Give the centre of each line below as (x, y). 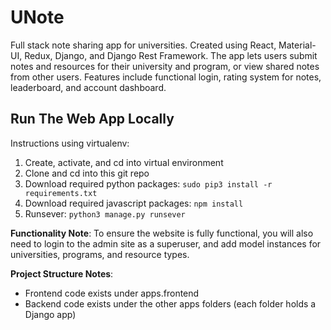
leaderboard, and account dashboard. (88, 87)
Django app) (50, 314)
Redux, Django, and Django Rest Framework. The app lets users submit (171, 55)
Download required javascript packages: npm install (134, 203)
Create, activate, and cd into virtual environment (124, 162)
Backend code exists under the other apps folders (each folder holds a (170, 303)
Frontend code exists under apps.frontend (112, 293)
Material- (297, 45)
